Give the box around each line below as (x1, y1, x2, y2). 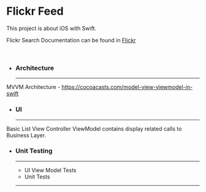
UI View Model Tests (24, 166, 77, 174)
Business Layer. (6, 131, 47, 139)
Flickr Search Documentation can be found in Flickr (6, 36, 136, 44)
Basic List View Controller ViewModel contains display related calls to (6, 125, 182, 132)
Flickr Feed (6, 4, 64, 18)
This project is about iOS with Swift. (6, 25, 97, 32)
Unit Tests (24, 173, 50, 180)
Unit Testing (15, 147, 53, 155)
